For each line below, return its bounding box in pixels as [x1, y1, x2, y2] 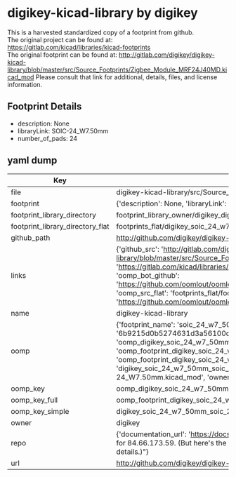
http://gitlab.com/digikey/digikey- [118, 51, 216, 59]
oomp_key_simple [11, 406, 70, 416]
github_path [11, 233, 51, 243]
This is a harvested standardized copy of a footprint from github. [7, 28, 195, 36]
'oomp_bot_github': [115, 270, 180, 280]
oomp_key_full [11, 395, 58, 405]
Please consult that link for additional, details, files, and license [35, 72, 218, 81]
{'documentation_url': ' [115, 429, 191, 439]
